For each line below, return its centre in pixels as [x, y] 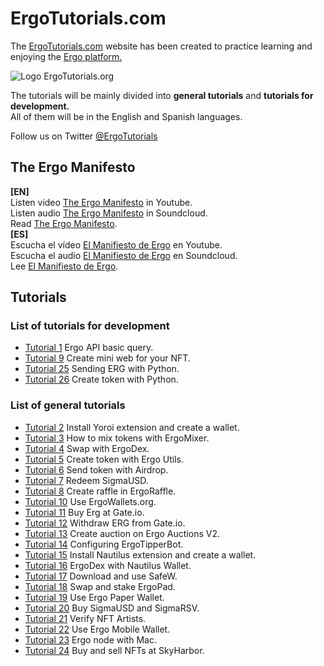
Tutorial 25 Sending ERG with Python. [102, 369]
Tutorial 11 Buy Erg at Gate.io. [84, 512]
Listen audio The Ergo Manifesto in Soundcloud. [109, 213]
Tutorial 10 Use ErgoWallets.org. [90, 501]
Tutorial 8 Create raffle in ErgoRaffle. [100, 491]
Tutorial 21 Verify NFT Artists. [85, 618]
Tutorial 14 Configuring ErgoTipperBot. [104, 544]
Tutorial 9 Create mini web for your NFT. [107, 358]
